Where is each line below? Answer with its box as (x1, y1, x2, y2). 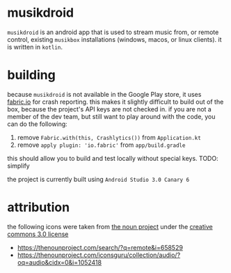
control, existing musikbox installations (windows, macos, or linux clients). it (7, 35, 222, 43)
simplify (7, 162, 30, 170)
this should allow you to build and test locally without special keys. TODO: (7, 154, 218, 162)
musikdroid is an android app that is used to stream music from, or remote (7, 28, 219, 36)
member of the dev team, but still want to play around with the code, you (7, 112, 216, 120)
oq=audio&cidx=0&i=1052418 (17, 258, 102, 266)
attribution (7, 200, 70, 215)
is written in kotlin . (7, 42, 63, 51)
